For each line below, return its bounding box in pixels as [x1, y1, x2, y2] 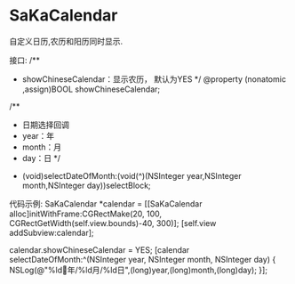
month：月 [21, 142, 62, 152]
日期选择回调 [21, 119, 69, 130]
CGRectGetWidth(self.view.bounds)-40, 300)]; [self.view [9, 217, 217, 228]
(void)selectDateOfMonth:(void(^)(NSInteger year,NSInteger [21, 170, 242, 181]
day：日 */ [21, 152, 60, 163]
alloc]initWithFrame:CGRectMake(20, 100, [9, 208, 163, 219]
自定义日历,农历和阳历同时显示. [9, 36, 124, 46]
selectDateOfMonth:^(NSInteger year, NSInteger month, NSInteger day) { [9, 254, 276, 264]
